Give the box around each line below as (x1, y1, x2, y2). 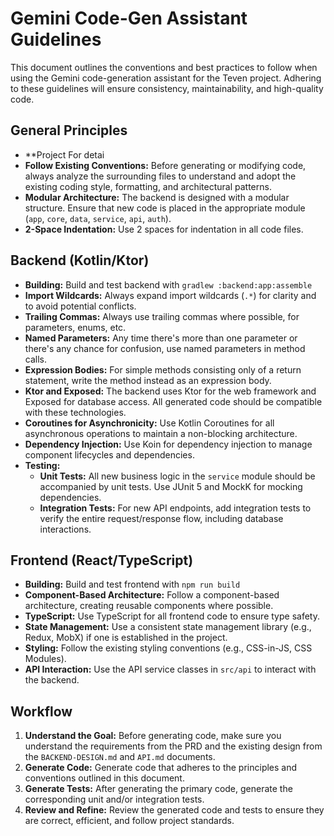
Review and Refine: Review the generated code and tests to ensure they (24, 804, 325, 816)
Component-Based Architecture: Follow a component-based (24, 589, 280, 601)
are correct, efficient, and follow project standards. (24, 815, 235, 827)
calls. (24, 353, 47, 365)
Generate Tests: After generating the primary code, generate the (24, 783, 293, 795)
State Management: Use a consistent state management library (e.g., (24, 621, 312, 633)
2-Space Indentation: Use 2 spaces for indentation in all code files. (24, 223, 304, 235)
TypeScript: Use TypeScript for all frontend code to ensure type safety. (24, 610, 320, 622)
